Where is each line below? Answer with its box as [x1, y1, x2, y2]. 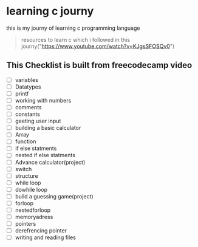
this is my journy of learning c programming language [6, 24, 140, 32]
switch [15, 165, 32, 172]
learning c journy [6, 4, 94, 18]
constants [15, 110, 41, 118]
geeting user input [15, 117, 61, 125]
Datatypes [15, 83, 41, 90]
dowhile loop [15, 186, 47, 193]
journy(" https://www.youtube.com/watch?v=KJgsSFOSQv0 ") [21, 42, 175, 50]
